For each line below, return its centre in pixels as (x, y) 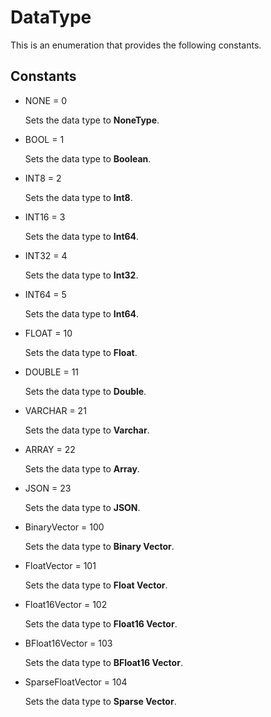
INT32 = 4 (46, 255)
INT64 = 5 (45, 294)
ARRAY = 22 (50, 449)
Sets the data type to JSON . (82, 507)
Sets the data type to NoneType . (92, 120)
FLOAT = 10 (48, 333)
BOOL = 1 (44, 139)
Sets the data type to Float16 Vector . (101, 623)
